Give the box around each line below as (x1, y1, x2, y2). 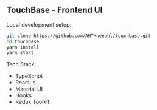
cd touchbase (6, 38, 40, 44)
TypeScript (15, 72, 43, 80)
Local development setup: (6, 21, 72, 28)
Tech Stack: (6, 61, 37, 68)
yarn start (6, 50, 34, 56)
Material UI (15, 85, 43, 93)
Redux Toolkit (15, 98, 50, 106)
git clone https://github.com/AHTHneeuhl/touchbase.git (6, 33, 151, 39)
